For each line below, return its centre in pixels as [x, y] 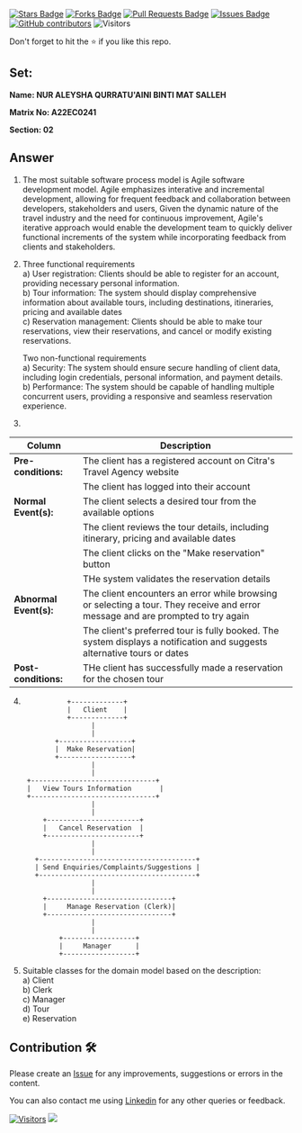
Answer [32, 158]
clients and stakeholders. [69, 247]
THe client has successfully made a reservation [182, 668]
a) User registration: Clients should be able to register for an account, [151, 274]
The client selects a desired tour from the [169, 501]
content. [25, 1084]
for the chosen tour [123, 679]
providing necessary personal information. [101, 283]
